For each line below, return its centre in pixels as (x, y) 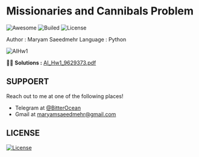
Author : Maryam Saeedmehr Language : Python (66, 39)
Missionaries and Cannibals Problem (100, 11)
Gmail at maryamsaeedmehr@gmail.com (65, 114)
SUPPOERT (28, 82)
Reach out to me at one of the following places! (65, 96)
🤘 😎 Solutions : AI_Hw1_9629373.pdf (51, 63)
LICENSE (23, 133)
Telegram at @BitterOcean (48, 108)
